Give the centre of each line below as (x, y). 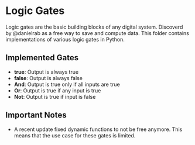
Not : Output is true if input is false (55, 96)
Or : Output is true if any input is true (57, 90)
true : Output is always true (46, 72)
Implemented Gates (42, 58)
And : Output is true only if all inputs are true (67, 84)
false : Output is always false (48, 78)
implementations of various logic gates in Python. (65, 39)
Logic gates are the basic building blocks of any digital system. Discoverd (94, 27)
